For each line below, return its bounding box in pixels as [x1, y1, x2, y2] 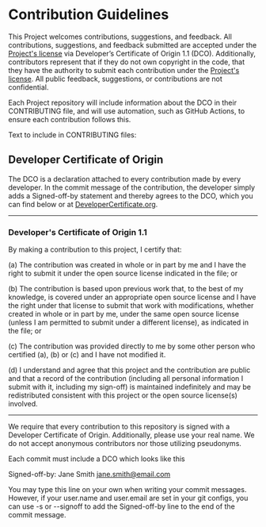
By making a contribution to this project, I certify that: [8, 244, 182, 255]
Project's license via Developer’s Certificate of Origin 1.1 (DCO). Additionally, [8, 48, 256, 58]
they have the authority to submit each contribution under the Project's [8, 65, 240, 75]
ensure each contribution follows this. [8, 114, 131, 124]
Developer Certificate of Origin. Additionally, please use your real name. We [8, 430, 255, 440]
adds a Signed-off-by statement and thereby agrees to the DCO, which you [8, 190, 253, 200]
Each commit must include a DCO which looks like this [8, 454, 185, 464]
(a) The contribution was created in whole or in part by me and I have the [8, 260, 247, 270]
